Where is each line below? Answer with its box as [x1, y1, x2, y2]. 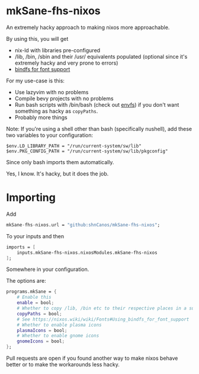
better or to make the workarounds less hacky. [6, 361, 120, 368]
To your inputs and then [6, 232, 64, 239]
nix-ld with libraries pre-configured [14, 46, 101, 54]
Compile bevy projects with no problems [14, 95, 114, 102]
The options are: [6, 277, 46, 285]
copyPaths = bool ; [17, 311, 62, 317]
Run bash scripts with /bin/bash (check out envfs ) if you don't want [14, 101, 179, 108]
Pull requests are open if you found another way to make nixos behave [6, 354, 178, 362]
